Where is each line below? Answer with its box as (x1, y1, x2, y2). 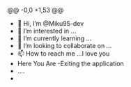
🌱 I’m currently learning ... (17, 34, 92, 42)
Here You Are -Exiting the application (17, 59, 124, 68)
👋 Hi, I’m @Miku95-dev (17, 19, 84, 27)
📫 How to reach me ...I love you (17, 49, 110, 58)
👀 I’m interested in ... (17, 27, 77, 35)
